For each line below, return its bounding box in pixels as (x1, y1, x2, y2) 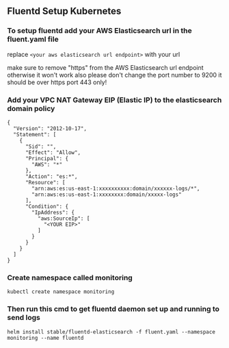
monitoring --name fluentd (7, 334, 84, 341)
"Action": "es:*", (25, 173, 78, 180)
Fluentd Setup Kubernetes (7, 5, 122, 17)
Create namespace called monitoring (7, 273, 133, 282)
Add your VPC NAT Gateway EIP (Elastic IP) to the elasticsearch (7, 95, 222, 105)
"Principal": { (25, 155, 69, 162)
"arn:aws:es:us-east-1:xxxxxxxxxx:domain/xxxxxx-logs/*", (31, 185, 200, 192)
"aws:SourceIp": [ (37, 215, 90, 222)
